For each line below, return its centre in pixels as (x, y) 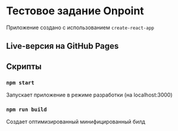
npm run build (26, 109)
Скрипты (24, 66)
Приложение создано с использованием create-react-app (80, 27)
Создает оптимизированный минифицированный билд (76, 122)
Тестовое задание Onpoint (75, 11)
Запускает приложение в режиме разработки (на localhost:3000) (89, 95)
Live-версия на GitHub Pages (63, 46)
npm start (20, 82)
